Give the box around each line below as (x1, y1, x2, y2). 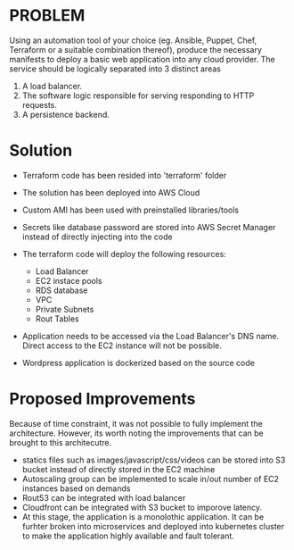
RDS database (35, 285, 88, 296)
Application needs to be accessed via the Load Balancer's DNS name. (21, 330, 279, 341)
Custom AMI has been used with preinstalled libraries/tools (21, 204, 239, 215)
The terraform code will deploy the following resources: (21, 248, 227, 259)
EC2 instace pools (35, 275, 102, 286)
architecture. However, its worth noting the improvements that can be (9, 428, 265, 438)
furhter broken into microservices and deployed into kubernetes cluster (21, 521, 285, 531)
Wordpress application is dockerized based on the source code (21, 357, 256, 368)
